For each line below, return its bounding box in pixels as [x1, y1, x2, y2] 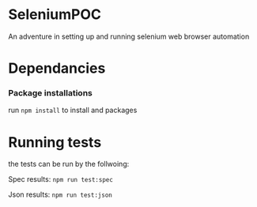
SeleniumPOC [8, 6, 101, 24]
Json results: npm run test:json [8, 190, 112, 199]
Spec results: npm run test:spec [8, 175, 113, 184]
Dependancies [8, 59, 106, 77]
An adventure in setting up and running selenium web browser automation [8, 32, 250, 41]
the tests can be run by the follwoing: [8, 160, 130, 169]
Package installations [8, 88, 93, 99]
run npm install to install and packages [8, 105, 138, 115]
